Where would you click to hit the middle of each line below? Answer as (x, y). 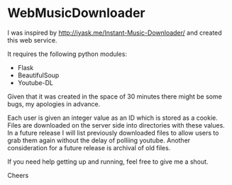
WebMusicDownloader (76, 13)
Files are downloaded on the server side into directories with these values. (116, 125)
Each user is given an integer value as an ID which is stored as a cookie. (113, 118)
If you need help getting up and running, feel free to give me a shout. (108, 162)
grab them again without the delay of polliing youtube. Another (99, 140)
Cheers (18, 175)
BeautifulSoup (38, 75)
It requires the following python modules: (67, 54)
